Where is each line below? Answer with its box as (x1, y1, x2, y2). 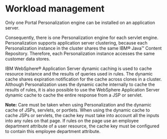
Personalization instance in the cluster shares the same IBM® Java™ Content (5, 45, 162, 51)
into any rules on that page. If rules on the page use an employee (5, 117, 139, 123)
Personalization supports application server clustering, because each (5, 39, 148, 45)
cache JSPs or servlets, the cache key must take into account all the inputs (5, 112, 160, 118)
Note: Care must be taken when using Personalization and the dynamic (5, 101, 152, 107)
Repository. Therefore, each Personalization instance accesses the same (5, 50, 155, 56)
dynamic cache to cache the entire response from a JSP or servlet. (5, 92, 143, 98)
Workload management (5, 3, 105, 14)
